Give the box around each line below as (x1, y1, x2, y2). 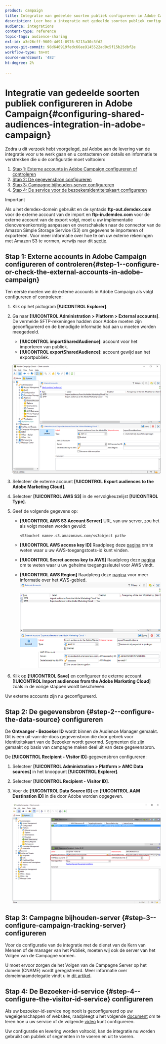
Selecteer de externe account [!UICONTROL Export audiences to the (12, 479, 154, 485)
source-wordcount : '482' (5, 55, 56, 60)
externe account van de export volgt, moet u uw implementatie (5, 217, 133, 223)
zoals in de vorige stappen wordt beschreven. (12, 684, 106, 690)
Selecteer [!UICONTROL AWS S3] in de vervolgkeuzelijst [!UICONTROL (12, 494, 159, 499)
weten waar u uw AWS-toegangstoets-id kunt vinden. (19, 548, 129, 553)
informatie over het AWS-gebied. (19, 577, 87, 583)
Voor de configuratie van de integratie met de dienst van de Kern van (5, 942, 146, 948)
